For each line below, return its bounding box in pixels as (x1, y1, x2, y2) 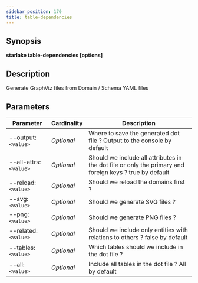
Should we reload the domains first (88, 178, 186, 186)
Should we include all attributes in (88, 153, 182, 161)
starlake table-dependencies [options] (6, 51, 103, 59)
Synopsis (6, 36, 41, 46)
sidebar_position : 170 (6, 8, 62, 15)
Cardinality (51, 119, 83, 127)
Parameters (6, 102, 50, 112)
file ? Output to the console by (88, 136, 172, 145)
